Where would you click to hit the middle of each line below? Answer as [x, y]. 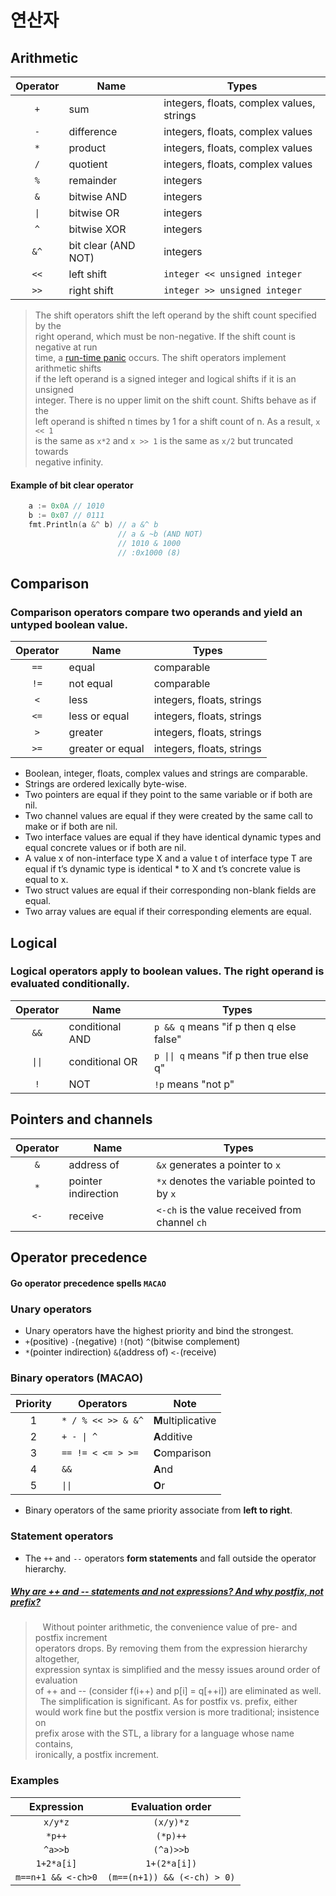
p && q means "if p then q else [225, 1026]
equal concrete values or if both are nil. [105, 848]
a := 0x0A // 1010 [66, 506]
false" [167, 1039]
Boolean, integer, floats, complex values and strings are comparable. [166, 773]
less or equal [99, 716]
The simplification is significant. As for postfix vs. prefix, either [168, 1702]
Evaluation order [171, 1806]
